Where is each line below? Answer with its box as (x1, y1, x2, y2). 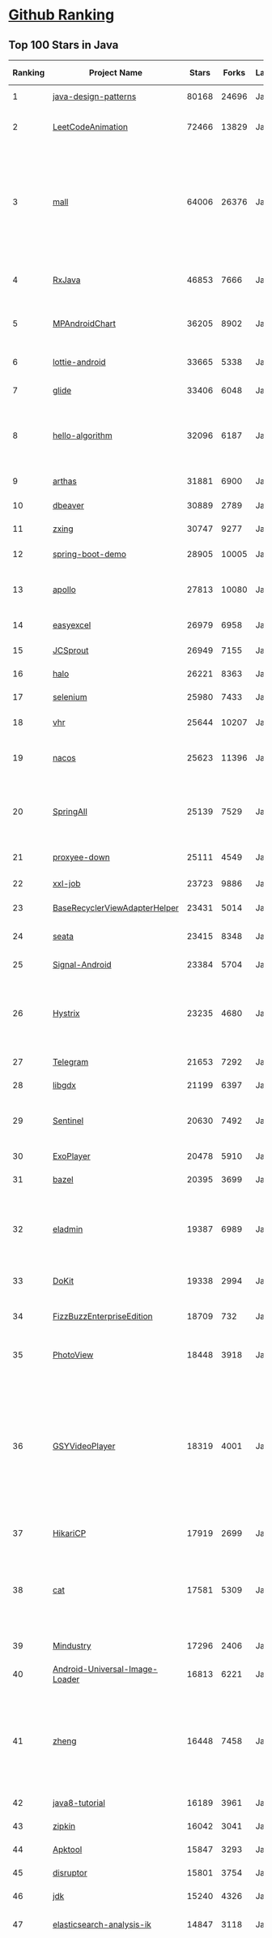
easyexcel (52, 620, 91, 630)
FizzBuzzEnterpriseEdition (52, 1311, 153, 1322)
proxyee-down (52, 851, 111, 863)
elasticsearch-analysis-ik (52, 1919, 152, 1930)
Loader (52, 1674, 80, 1684)
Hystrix (52, 1008, 80, 1018)
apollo (52, 584, 77, 595)
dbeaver (52, 500, 85, 511)
